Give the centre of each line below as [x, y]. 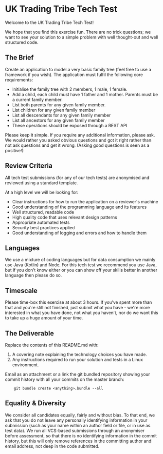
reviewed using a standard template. [42, 183]
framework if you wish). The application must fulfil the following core [74, 75]
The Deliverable [30, 333]
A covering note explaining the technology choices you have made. [80, 354]
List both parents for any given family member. [59, 105]
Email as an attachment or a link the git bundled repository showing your [78, 374]
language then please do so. [34, 275]
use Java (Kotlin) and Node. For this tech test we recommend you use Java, [81, 265]
